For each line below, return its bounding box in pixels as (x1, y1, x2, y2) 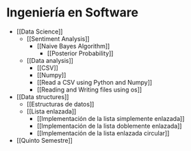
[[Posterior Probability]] (47, 49, 114, 57)
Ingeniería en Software (6, 5, 138, 20)
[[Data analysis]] (26, 56, 73, 64)
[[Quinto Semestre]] (16, 136, 73, 144)
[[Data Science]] (16, 27, 63, 36)
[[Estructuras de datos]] (26, 100, 94, 108)
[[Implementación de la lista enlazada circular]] (36, 128, 170, 137)
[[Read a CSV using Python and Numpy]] (36, 78, 153, 86)
